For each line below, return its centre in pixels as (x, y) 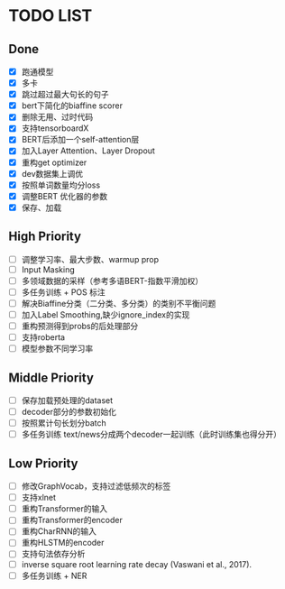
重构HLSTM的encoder (63, 543)
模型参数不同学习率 (57, 349)
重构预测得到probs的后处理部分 (80, 326)
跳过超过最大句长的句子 (65, 95)
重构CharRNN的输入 (59, 531)
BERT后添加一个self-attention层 (80, 140)
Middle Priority (51, 377)
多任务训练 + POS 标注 (63, 292)
